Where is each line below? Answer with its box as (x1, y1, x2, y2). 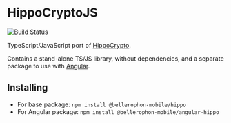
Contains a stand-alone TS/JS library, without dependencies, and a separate (7, 54, 224, 63)
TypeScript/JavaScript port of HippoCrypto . (7, 41, 131, 49)
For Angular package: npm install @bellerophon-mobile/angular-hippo (17, 107, 219, 115)
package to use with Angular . (7, 61, 90, 70)
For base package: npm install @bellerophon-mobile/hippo (17, 100, 186, 108)
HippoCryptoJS (7, 5, 98, 21)
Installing (7, 82, 48, 94)
